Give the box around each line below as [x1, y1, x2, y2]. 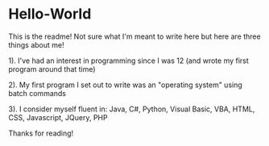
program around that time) [8, 64, 96, 73]
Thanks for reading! [8, 128, 74, 138]
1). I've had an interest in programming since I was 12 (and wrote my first [8, 56, 250, 65]
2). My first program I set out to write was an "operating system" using [8, 80, 243, 90]
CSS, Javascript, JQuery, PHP [8, 112, 108, 122]
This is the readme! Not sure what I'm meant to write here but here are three [8, 31, 261, 41]
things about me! [8, 40, 64, 49]
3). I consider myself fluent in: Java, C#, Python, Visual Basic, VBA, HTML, [8, 104, 255, 114]
